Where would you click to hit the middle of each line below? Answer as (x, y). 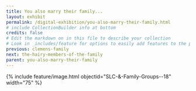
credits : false (24, 33)
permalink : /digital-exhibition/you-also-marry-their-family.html (88, 22)
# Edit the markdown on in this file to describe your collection (88, 38)
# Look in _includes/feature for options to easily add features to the (96, 44)
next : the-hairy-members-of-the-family (55, 54)
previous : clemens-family (37, 49)
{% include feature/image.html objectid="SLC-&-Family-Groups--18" (89, 77)
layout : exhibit (26, 17)
